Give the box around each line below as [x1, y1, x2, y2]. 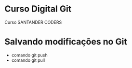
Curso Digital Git [4, 3, 72, 14]
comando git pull [11, 57, 45, 63]
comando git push [11, 52, 48, 58]
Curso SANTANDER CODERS [4, 19, 62, 25]
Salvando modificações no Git [4, 36, 127, 47]
